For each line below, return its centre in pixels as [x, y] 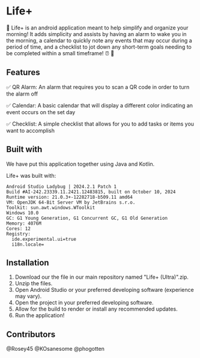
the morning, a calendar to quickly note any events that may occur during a [99, 40]
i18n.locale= [28, 244]
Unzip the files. [34, 284]
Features [23, 72]
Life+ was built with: [31, 175]
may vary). [28, 296]
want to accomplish [31, 130]
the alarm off [22, 94]
